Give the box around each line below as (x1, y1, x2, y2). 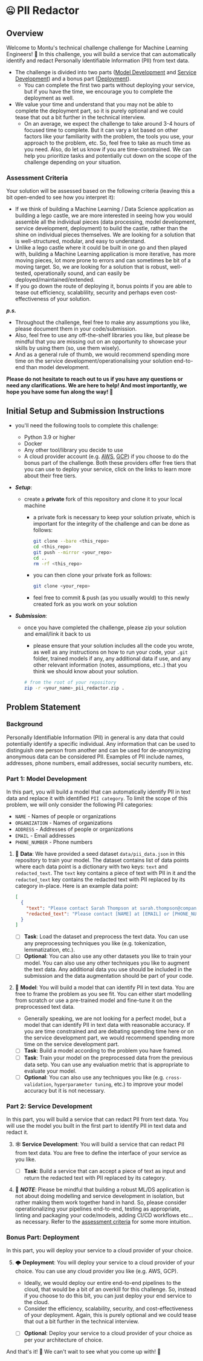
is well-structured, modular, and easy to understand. (14, 238, 146, 245)
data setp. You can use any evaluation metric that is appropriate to (24, 1061, 190, 1068)
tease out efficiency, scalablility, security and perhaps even (14, 289, 163, 296)
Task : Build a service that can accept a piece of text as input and (24, 1167, 186, 1174)
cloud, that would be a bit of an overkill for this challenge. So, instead (24, 1285, 196, 1293)
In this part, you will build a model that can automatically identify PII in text (6, 788, 191, 795)
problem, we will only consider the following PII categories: (6, 801, 153, 809)
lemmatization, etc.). (24, 946, 76, 954)
